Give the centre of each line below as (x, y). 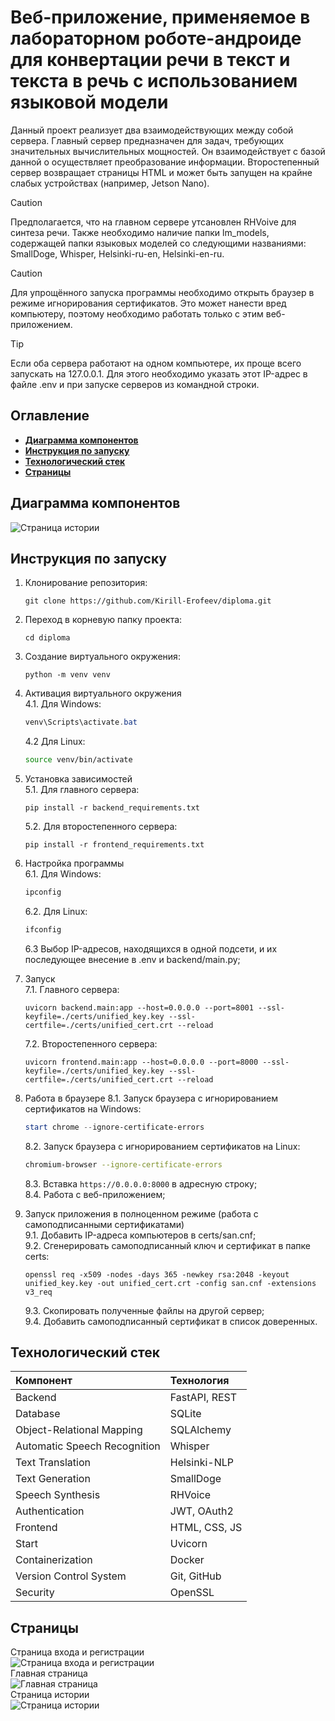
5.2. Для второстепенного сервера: (101, 827)
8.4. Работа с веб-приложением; (95, 1194)
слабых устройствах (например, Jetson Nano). (110, 183)
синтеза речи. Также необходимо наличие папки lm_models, (140, 232)
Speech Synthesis (58, 1495)
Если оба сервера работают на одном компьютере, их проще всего (156, 363)
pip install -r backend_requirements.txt (112, 808)
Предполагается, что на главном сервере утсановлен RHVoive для (153, 222)
